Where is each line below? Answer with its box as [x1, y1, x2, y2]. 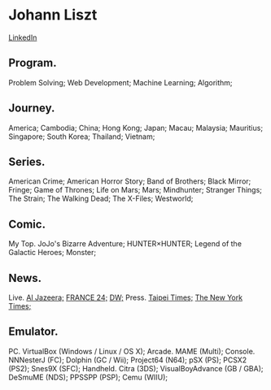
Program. [8, 56, 57, 70]
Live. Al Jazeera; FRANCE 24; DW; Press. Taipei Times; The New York [8, 292, 243, 302]
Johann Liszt [8, 6, 98, 24]
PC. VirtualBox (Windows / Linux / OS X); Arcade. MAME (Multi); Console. [8, 346, 256, 356]
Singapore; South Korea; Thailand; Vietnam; [8, 132, 155, 141]
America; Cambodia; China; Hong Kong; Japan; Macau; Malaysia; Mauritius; [8, 123, 263, 132]
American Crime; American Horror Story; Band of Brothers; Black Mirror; [8, 176, 251, 186]
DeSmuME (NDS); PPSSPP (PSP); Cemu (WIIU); [8, 372, 168, 382]
